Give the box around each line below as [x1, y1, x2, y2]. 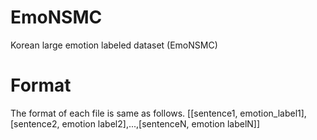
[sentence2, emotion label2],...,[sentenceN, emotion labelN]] [10, 117, 261, 130]
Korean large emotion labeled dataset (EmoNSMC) [10, 39, 218, 51]
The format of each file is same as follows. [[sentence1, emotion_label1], [10, 107, 307, 119]
